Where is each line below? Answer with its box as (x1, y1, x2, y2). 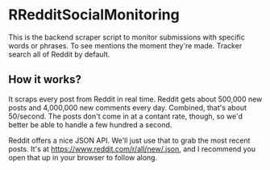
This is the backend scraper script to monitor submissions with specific (8, 32, 246, 42)
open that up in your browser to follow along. (8, 152, 158, 162)
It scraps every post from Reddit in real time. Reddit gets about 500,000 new (8, 94, 263, 104)
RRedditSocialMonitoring (8, 6, 180, 24)
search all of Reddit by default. (8, 49, 110, 59)
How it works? (8, 73, 82, 86)
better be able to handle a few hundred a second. (8, 119, 172, 130)
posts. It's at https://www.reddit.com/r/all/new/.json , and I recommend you (8, 143, 256, 154)
